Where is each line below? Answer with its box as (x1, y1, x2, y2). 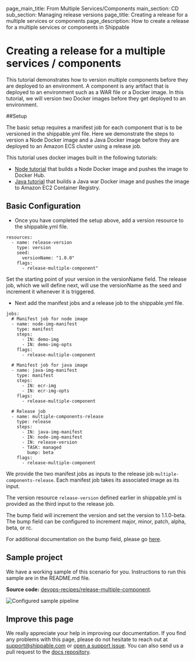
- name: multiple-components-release (11, 414, 104, 420)
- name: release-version (11, 239, 72, 246)
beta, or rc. (6, 524, 33, 531)
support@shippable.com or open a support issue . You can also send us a (6, 642, 184, 649)
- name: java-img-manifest (11, 367, 78, 373)
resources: (6, 234, 33, 240)
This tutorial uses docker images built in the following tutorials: (6, 154, 157, 161)
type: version (16, 244, 51, 250)
